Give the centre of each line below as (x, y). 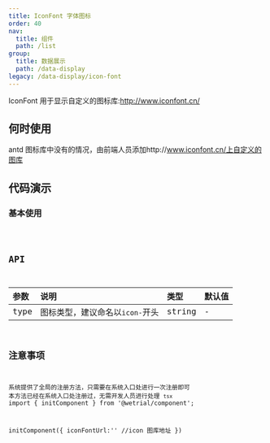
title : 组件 (35, 39)
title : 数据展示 (41, 62)
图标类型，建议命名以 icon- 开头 (100, 312)
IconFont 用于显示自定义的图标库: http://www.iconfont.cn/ (105, 100)
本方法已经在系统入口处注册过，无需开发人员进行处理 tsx (91, 396)
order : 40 (25, 24)
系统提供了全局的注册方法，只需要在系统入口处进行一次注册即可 (99, 387)
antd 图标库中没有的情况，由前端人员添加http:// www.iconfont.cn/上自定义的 (135, 150)
